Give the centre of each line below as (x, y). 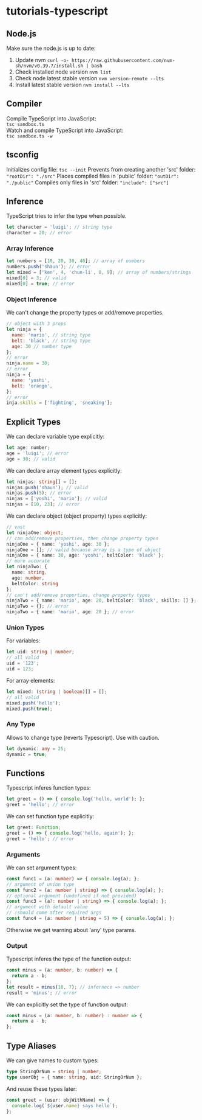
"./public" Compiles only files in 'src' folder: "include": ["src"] (88, 182)
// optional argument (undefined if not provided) (72, 896)
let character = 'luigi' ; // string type (59, 227)
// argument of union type (40, 884)
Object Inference (32, 299)
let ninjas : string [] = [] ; (42, 482)
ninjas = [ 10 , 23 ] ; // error (43, 504)
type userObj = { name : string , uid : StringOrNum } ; (74, 1077)
